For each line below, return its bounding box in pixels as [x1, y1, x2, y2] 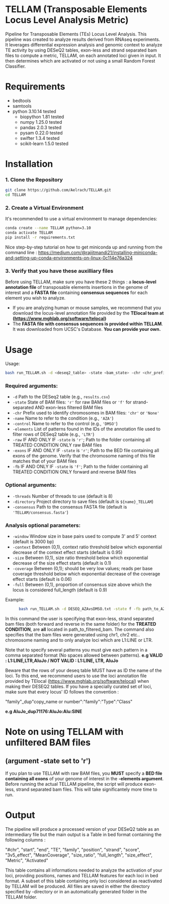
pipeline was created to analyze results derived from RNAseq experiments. [5, 36, 160, 42]
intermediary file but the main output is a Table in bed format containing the [5, 831, 162, 837]
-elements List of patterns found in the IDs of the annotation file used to [12, 426, 161, 432]
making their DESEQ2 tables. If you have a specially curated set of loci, [5, 683, 152, 689]
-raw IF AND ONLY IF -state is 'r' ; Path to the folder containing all [12, 437, 151, 443]
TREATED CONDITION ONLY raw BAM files [12, 442, 102, 448]
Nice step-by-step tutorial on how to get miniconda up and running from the [5, 244, 162, 250]
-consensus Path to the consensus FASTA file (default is [12, 504, 127, 510]
